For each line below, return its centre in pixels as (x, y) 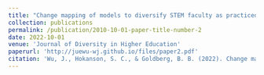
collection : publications (50, 23)
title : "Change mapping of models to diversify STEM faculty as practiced (133, 15)
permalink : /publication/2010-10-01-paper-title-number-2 (105, 30)
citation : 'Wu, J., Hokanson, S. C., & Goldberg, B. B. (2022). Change (128, 59)
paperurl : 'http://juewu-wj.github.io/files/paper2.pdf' (103, 52)
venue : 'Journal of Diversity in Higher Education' (94, 45)
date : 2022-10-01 (37, 37)
